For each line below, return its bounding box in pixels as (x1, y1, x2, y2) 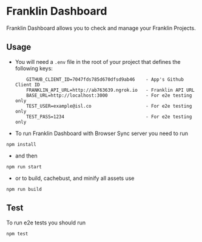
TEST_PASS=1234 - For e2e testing (26, 114, 192, 120)
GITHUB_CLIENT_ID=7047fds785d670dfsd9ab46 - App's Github (26, 76, 184, 83)
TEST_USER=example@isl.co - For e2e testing (26, 103, 192, 109)
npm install (6, 141, 36, 147)
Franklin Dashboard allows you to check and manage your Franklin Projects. (6, 24, 196, 32)
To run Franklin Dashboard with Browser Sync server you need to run (15, 130, 189, 137)
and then (15, 152, 38, 159)
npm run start (6, 164, 42, 170)
